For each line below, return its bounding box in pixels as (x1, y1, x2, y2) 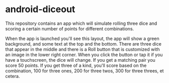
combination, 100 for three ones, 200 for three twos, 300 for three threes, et (5, 67, 164, 74)
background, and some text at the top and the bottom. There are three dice (5, 40, 162, 47)
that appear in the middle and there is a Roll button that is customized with (5, 46, 160, 52)
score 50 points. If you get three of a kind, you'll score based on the (5, 62, 147, 68)
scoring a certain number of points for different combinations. (5, 25, 134, 31)
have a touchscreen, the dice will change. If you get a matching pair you (5, 57, 156, 63)
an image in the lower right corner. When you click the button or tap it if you (5, 52, 163, 58)
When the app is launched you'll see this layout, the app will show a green (5, 35, 159, 41)
